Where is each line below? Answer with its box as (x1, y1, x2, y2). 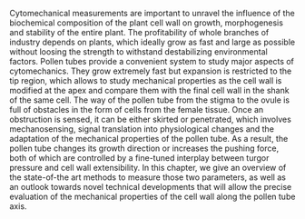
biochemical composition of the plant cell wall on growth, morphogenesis (9, 17, 284, 28)
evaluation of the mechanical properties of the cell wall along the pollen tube (9, 191, 296, 202)
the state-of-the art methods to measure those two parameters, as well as (9, 172, 286, 183)
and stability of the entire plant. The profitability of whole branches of (9, 27, 270, 37)
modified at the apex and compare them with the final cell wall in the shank (9, 85, 290, 95)
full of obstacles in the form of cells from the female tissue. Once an (9, 105, 264, 114)
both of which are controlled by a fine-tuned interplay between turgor (9, 153, 270, 163)
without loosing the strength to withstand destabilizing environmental (9, 46, 268, 57)
